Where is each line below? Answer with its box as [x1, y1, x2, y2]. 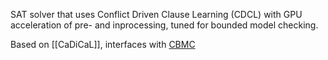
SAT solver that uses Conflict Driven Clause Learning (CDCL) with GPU [10, 9, 303, 20]
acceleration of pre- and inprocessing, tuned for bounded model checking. [10, 19, 319, 31]
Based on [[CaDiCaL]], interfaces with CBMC [10, 39, 196, 50]
